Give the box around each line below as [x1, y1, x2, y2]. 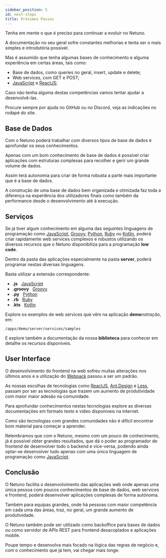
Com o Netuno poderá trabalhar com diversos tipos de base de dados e [5, 138, 152, 143]
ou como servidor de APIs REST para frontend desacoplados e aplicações [5, 527, 157, 533]
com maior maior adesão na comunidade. [5, 393, 90, 399]
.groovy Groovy [12, 286, 48, 292]
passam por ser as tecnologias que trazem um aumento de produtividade [5, 388, 155, 394]
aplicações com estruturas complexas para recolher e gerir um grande [5, 157, 150, 164]
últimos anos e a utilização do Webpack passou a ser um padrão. [5, 373, 139, 379]
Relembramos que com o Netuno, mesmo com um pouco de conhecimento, [5, 432, 160, 438]
